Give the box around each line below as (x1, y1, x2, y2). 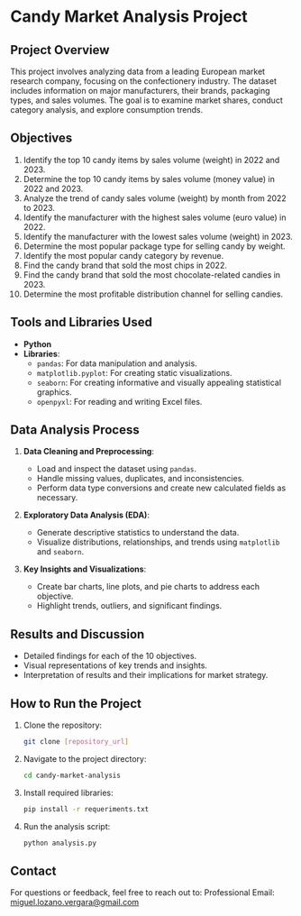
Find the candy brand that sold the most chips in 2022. (23, 260, 228, 270)
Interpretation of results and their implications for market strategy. (23, 670, 269, 681)
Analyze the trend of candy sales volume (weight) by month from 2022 (23, 192, 287, 204)
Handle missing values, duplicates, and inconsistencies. (36, 473, 244, 484)
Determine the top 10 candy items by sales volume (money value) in (23, 173, 276, 184)
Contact (10, 863, 57, 878)
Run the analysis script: (23, 820, 111, 831)
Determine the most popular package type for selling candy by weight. (23, 241, 287, 252)
